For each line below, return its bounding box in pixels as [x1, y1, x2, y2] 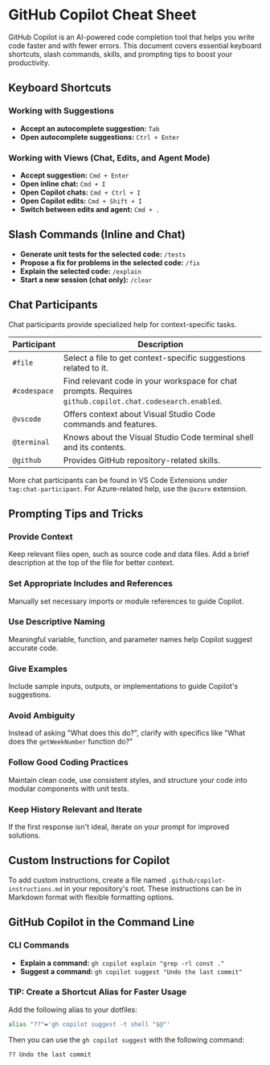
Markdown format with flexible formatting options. [8, 892, 174, 902]
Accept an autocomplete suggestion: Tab [19, 123, 160, 133]
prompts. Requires [63, 385, 133, 396]
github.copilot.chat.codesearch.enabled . [63, 395, 223, 407]
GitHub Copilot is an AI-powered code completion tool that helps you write [8, 32, 255, 42]
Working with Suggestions [8, 105, 115, 117]
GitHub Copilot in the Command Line [8, 915, 195, 929]
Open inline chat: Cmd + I [19, 178, 106, 188]
